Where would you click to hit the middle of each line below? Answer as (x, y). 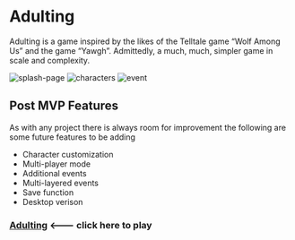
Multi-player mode (56, 164)
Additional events (54, 173)
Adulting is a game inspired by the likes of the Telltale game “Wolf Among (145, 41)
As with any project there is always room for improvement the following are (148, 127)
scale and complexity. (50, 60)
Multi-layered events (60, 183)
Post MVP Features (64, 106)
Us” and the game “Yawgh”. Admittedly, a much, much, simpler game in (141, 50)
